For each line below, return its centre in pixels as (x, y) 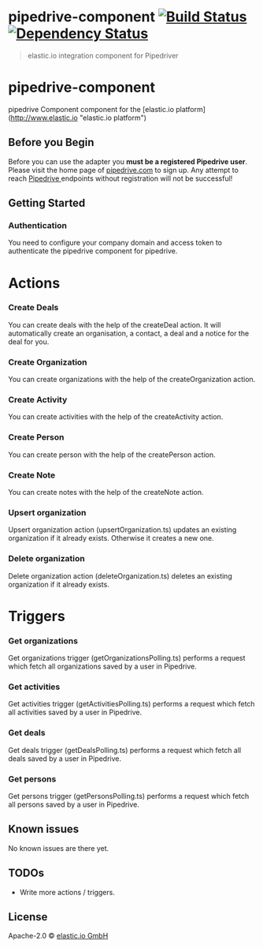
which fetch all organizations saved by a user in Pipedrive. (102, 666)
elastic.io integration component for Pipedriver (103, 55)
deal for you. (29, 341)
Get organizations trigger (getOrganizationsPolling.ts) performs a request (127, 658)
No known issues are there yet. (59, 848)
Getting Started (47, 203)
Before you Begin (51, 142)
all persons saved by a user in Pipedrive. (74, 804)
